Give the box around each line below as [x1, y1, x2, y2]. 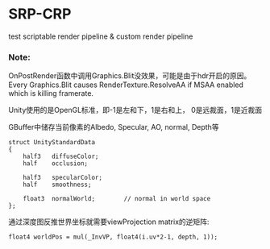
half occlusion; [23, 160, 89, 168]
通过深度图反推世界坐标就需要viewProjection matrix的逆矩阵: [8, 217, 210, 226]
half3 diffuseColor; [23, 152, 99, 161]
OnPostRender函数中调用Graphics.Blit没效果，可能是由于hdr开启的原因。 [8, 71, 251, 81]
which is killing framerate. [8, 89, 94, 98]
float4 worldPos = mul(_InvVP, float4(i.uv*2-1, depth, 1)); [8, 233, 218, 242]
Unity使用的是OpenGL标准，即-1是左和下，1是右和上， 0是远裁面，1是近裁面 [8, 106, 263, 115]
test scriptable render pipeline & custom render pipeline [8, 31, 193, 41]
